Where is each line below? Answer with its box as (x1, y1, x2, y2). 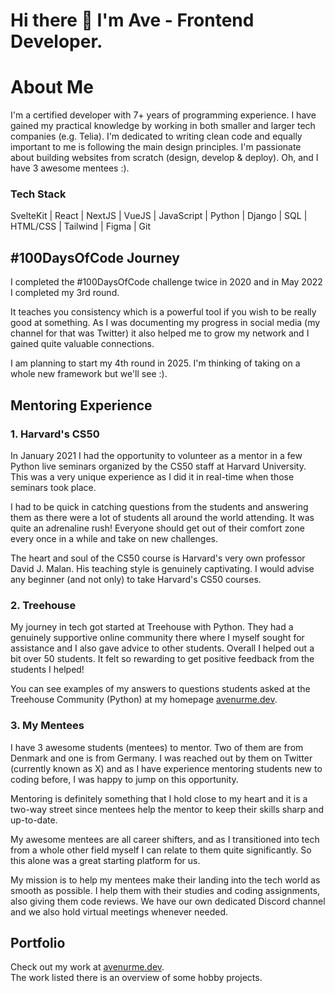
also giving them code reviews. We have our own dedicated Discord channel (10, 895, 326, 907)
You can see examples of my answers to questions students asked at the (10, 683, 311, 695)
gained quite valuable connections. (10, 338, 155, 350)
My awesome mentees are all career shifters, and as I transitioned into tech (10, 833, 320, 845)
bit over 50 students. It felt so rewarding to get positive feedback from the (10, 653, 315, 665)
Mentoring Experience (10, 397, 153, 414)
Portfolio (10, 934, 66, 951)
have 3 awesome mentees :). (10, 162, 130, 174)
